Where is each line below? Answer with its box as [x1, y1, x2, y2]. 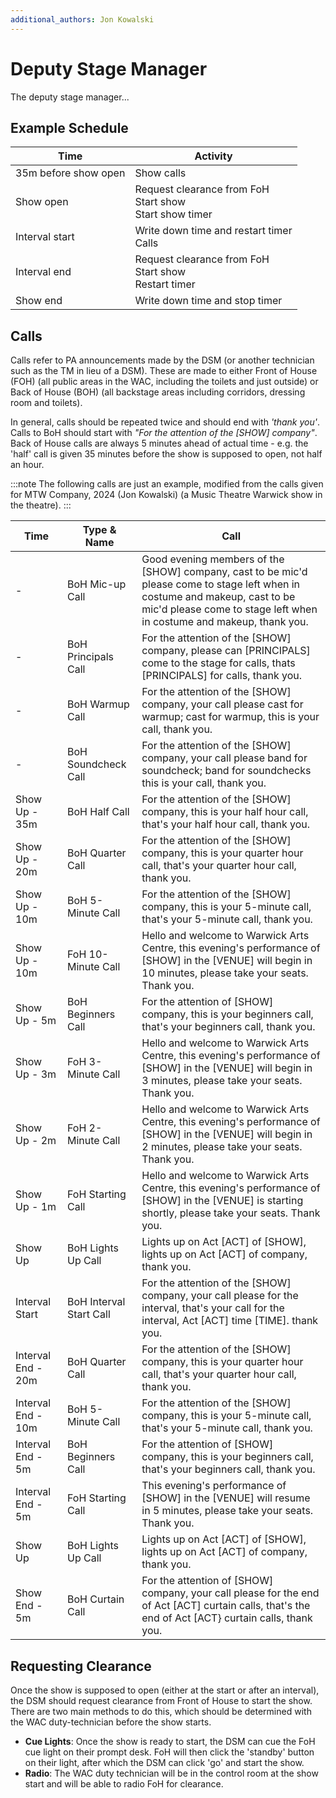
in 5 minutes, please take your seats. [141, 1504, 314, 1518]
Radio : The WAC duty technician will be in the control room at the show [24, 1767, 319, 1779]
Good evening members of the [141, 552, 285, 566]
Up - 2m [15, 1134, 57, 1148]
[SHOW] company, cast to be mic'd [141, 565, 308, 579]
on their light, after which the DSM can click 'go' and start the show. [24, 1757, 305, 1768]
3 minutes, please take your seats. [141, 1074, 303, 1088]
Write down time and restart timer [134, 224, 293, 238]
